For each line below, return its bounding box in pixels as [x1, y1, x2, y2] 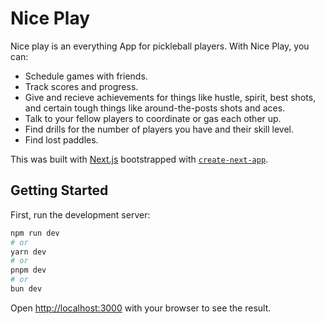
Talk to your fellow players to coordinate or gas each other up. [24, 112, 282, 124]
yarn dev [10, 247, 47, 257]
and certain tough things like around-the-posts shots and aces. [24, 102, 286, 114]
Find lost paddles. [24, 133, 99, 146]
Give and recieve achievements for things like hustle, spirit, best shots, [24, 91, 317, 103]
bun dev [10, 284, 43, 294]
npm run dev [10, 228, 60, 238]
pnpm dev [10, 265, 47, 276]
